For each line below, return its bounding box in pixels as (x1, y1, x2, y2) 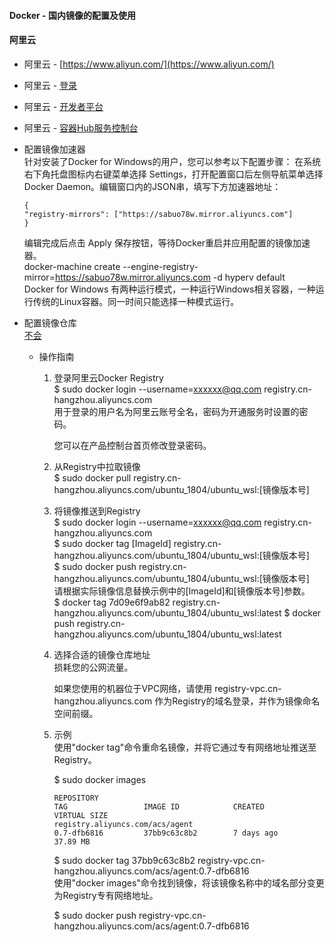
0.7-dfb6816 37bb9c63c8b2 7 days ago (53, 828, 279, 838)
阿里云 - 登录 (23, 79, 78, 91)
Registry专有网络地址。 (62, 889, 159, 901)
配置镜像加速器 (23, 143, 86, 155)
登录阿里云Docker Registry (53, 371, 164, 384)
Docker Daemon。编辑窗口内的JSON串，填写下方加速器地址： (23, 180, 282, 192)
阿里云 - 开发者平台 (23, 100, 104, 112)
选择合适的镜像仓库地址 (53, 648, 151, 660)
